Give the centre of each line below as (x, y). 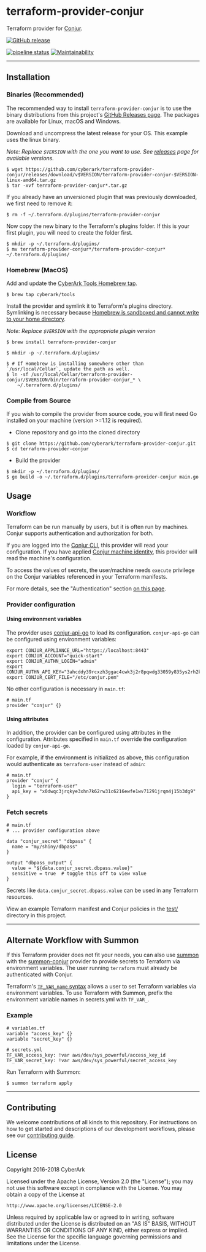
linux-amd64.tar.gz (31, 180)
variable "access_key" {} (39, 1033)
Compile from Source (39, 401)
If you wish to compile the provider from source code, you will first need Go (102, 414)
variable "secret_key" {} (39, 1039)
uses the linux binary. (33, 139)
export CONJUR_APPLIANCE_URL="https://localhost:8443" (78, 651)
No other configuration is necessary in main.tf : (66, 689)
